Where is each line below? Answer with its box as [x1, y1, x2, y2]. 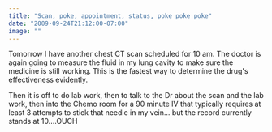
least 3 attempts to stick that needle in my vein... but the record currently [8, 108, 252, 117]
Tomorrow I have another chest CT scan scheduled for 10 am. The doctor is [8, 49, 261, 59]
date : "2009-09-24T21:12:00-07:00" [8, 19, 129, 28]
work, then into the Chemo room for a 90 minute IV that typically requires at [8, 99, 261, 109]
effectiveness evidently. [8, 75, 89, 85]
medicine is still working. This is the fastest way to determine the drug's [8, 66, 249, 76]
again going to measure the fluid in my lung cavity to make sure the [8, 57, 234, 67]
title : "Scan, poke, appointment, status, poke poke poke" [8, 11, 213, 20]
